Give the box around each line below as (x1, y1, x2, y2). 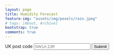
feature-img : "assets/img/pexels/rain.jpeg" (5, 16, 97, 21)
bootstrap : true (5, 25, 38, 30)
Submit (93, 44, 107, 49)
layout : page (5, 7, 32, 12)
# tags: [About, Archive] (5, 20, 58, 26)
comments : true (5, 30, 36, 35)
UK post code (5, 43, 33, 49)
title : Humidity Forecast (5, 12, 58, 17)
